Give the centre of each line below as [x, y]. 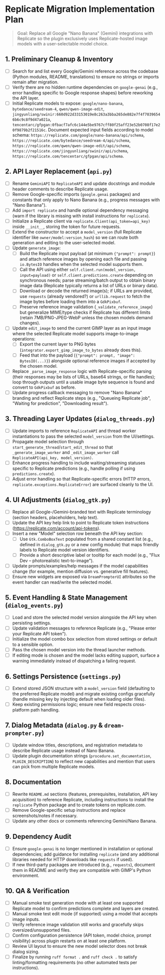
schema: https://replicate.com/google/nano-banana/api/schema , [78, 135]
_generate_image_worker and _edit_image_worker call [66, 452]
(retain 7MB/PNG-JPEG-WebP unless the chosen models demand [86, 318]
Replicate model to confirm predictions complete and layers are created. [85, 908]
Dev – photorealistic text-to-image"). [57, 561]
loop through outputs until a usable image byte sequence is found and [83, 382]
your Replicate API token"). [40, 634]
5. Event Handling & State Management [66, 598]
